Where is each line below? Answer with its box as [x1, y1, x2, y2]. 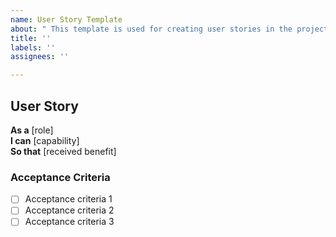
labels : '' [10, 42, 56, 53]
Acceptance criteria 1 [24, 193, 113, 205]
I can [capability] [10, 134, 80, 146]
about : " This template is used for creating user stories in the [10, 24, 293, 34]
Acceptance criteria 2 [24, 204, 115, 216]
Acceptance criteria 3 [24, 216, 115, 228]
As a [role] [10, 124, 54, 136]
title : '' [10, 33, 52, 43]
